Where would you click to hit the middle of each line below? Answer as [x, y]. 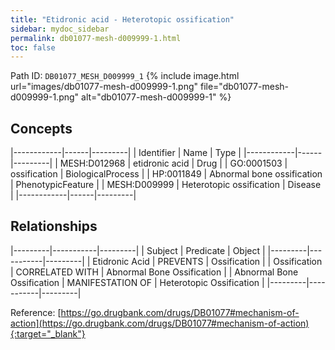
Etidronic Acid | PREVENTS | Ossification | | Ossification [207, 261]
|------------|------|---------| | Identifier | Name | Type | [126, 153]
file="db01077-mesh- [244, 87]
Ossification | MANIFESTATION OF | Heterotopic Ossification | [137, 282]
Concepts [41, 128]
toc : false [33, 47]
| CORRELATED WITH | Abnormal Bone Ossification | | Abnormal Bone [154, 272]
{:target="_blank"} [48, 333]
